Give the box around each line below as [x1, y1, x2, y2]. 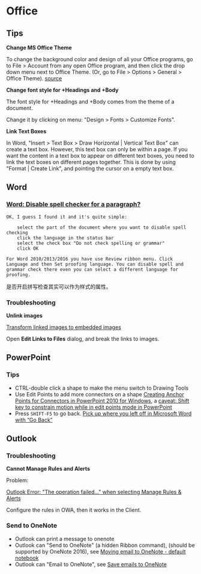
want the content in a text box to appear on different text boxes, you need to [6, 152, 195, 159]
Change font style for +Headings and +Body [6, 86, 119, 94]
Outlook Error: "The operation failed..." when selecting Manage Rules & [6, 488, 182, 496]
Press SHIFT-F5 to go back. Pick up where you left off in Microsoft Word [14, 409, 192, 417]
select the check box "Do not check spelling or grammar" [17, 240, 165, 246]
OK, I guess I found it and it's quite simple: [6, 214, 128, 220]
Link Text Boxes [6, 128, 47, 134]
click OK [17, 245, 39, 252]
